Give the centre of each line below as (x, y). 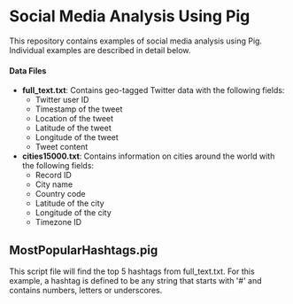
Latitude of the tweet (73, 128)
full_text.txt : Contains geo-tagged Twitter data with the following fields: (153, 90)
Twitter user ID (62, 100)
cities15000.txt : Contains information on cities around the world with (148, 156)
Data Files (28, 70)
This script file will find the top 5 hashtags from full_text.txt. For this (132, 271)
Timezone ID (58, 222)
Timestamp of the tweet (79, 109)
